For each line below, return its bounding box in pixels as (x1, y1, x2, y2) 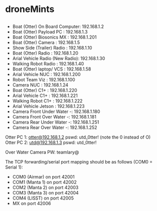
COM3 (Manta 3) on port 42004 (12, 189, 79, 195)
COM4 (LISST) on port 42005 (12, 195, 74, 201)
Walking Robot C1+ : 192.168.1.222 (12, 97, 83, 103)
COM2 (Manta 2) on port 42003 (12, 184, 79, 190)
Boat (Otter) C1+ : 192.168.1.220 (12, 87, 78, 93)
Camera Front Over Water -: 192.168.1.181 (12, 113, 97, 119)
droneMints (5, 3, 55, 15)
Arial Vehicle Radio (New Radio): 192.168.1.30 (12, 55, 105, 61)
